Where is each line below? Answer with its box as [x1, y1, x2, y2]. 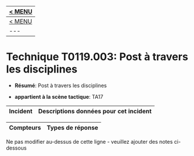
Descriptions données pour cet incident [38, 107, 152, 115]
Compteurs [9, 123, 42, 131]
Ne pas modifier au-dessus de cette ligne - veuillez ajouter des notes [6, 138, 173, 145]
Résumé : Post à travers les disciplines [14, 82, 107, 89]
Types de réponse [46, 123, 98, 131]
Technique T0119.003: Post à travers [6, 50, 189, 64]
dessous [6, 144, 27, 151]
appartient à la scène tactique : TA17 [14, 93, 104, 100]
